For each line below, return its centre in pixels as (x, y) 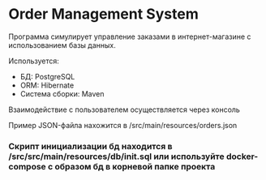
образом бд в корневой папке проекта (135, 166)
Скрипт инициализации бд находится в (90, 146)
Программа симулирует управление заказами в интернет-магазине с (130, 36)
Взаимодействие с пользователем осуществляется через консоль (124, 109)
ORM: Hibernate (47, 85)
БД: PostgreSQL (47, 76)
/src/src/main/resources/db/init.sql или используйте (116, 156)
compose (27, 166)
